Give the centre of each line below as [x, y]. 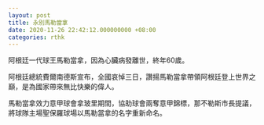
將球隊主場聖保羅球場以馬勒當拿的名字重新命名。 [87, 113]
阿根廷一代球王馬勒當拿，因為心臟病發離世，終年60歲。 [99, 60]
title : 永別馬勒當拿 [38, 23]
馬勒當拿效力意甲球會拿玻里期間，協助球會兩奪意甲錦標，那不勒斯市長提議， [132, 103]
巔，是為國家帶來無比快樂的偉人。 [63, 87]
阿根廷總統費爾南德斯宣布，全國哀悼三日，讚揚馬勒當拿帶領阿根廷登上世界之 [132, 77]
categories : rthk [37, 37]
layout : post [29, 15]
